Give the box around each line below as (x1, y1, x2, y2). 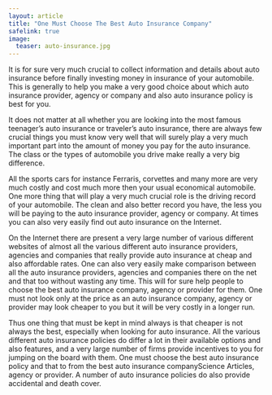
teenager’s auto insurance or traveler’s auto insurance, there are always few (8, 124, 262, 134)
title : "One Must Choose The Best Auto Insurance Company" (8, 20, 213, 28)
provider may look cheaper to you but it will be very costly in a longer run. (8, 302, 256, 312)
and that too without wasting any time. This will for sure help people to (8, 276, 244, 286)
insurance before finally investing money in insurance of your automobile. (8, 73, 254, 83)
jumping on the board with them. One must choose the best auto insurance (8, 353, 260, 362)
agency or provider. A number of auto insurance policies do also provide (8, 370, 250, 380)
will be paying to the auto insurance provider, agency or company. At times (8, 208, 259, 218)
